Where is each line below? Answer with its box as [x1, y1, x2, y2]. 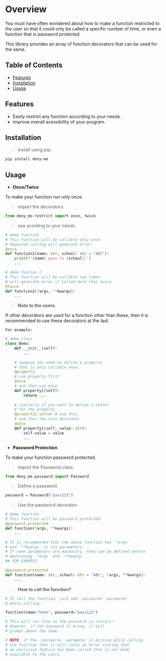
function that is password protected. [5, 31, 81, 37]
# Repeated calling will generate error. [5, 242, 94, 247]
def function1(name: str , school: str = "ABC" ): [5, 251, 109, 256]
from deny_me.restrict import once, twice [5, 214, 96, 219]
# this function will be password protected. [5, 517, 102, 522]
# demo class [5, 336, 33, 341]
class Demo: [5, 341, 30, 346]
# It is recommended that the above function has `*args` [5, 539, 130, 545]
